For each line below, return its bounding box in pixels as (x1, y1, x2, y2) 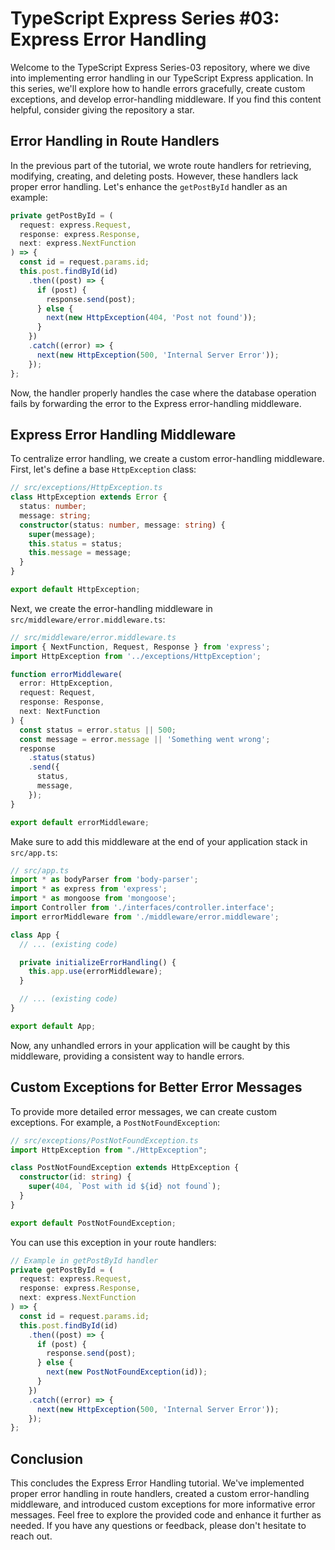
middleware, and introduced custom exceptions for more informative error (10, 1498, 316, 1511)
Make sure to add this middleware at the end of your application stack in (10, 835, 308, 847)
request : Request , (19, 688, 97, 698)
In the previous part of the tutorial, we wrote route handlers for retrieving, (10, 159, 312, 171)
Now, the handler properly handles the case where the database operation (10, 387, 317, 399)
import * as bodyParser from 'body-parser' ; (10, 875, 199, 885)
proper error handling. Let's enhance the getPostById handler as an (10, 180, 288, 192)
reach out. (10, 1530, 53, 1542)
